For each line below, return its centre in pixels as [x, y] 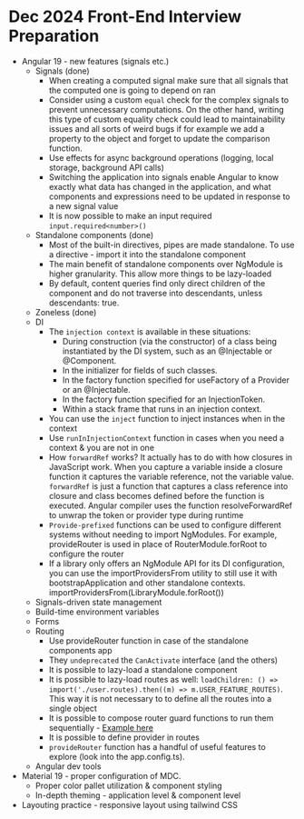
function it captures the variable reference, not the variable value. [171, 476]
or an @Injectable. [96, 389]
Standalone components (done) [94, 235]
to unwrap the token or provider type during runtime [146, 514]
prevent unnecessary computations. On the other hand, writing [167, 109]
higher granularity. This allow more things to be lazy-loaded [160, 274]
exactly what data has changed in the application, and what [160, 186]
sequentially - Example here [101, 727]
